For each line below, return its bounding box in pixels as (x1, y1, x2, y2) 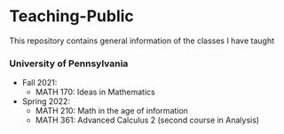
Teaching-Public (9, 6, 135, 26)
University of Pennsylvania (9, 57, 129, 70)
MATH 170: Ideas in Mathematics (35, 86, 155, 98)
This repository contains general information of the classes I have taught (9, 35, 275, 46)
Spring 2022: (21, 96, 71, 107)
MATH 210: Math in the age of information (35, 106, 189, 116)
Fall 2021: (21, 78, 58, 88)
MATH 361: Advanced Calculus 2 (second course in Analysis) (35, 115, 260, 125)
